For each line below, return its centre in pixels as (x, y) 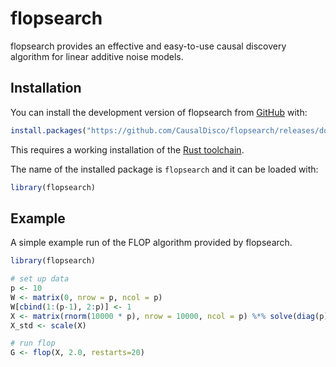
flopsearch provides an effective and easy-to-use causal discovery (148, 46)
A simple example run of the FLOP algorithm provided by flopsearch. (151, 243)
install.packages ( (48, 130)
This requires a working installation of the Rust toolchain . (127, 149)
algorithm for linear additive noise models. (97, 56)
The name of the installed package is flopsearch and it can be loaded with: (164, 169)
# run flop (33, 343)
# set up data (40, 279)
